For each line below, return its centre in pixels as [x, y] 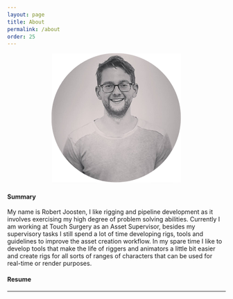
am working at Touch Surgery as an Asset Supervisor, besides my [101, 227]
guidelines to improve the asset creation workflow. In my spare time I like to [115, 242]
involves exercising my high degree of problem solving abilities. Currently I [114, 219]
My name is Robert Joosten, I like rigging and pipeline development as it [110, 212]
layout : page [26, 15]
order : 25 [21, 37]
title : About [26, 22]
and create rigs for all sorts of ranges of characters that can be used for [110, 256]
